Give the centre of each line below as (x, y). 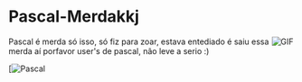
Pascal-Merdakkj (74, 17)
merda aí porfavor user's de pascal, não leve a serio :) (109, 50)
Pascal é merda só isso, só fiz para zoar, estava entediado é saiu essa (139, 41)
